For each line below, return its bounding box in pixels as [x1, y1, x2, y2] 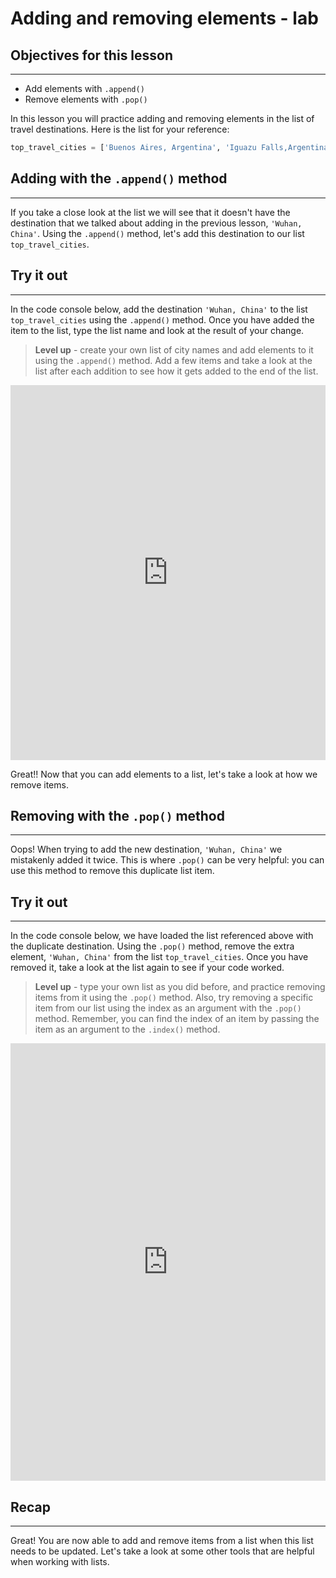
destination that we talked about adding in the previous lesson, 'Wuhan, [10, 217, 303, 229]
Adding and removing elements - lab [10, 7, 319, 30]
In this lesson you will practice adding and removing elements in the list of [10, 113, 315, 124]
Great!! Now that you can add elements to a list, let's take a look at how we [10, 768, 318, 780]
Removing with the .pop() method [10, 807, 225, 824]
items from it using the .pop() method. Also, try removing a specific [34, 992, 314, 1004]
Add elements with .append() [24, 83, 145, 94]
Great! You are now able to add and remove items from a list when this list [10, 1534, 314, 1546]
